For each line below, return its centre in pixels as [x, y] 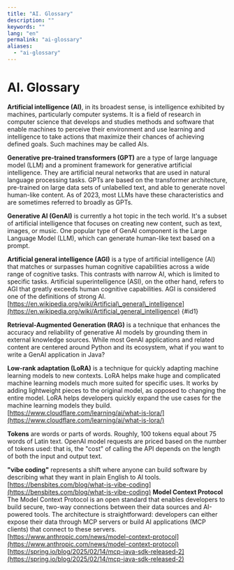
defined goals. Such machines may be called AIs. [78, 144]
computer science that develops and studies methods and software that [111, 121]
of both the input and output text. [55, 456]
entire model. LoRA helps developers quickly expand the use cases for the [114, 398]
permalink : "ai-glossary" [45, 40]
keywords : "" [26, 27]
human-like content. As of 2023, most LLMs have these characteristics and [116, 195]
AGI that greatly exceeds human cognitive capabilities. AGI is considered [112, 289]
